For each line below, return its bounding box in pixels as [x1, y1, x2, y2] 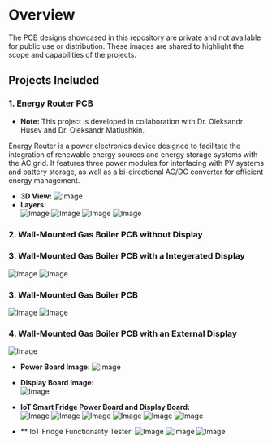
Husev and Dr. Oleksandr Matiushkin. [19, 124, 145, 135]
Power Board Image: [19, 362, 91, 372]
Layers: [19, 199, 47, 209]
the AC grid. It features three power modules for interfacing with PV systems [8, 158, 265, 168]
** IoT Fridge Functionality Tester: [19, 427, 134, 437]
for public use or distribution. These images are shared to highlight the [8, 41, 244, 50]
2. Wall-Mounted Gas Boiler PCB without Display [8, 229, 203, 240]
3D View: [19, 191, 53, 201]
